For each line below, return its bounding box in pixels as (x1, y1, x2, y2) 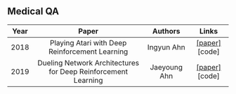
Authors (152, 26, 181, 36)
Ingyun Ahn (147, 42, 185, 52)
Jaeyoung (150, 62, 183, 72)
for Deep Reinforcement (48, 66, 129, 76)
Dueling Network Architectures (37, 58, 139, 68)
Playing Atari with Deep (49, 38, 127, 47)
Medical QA (7, 6, 60, 17)
